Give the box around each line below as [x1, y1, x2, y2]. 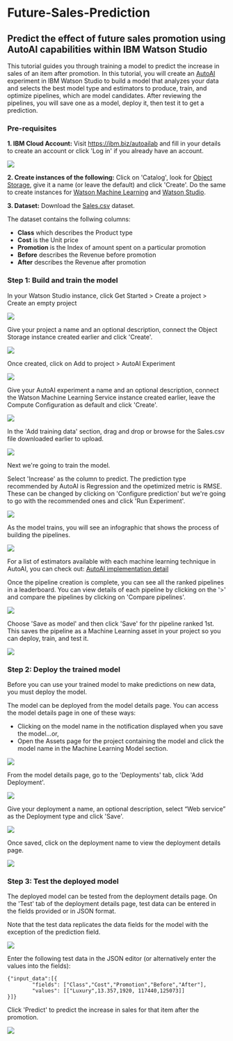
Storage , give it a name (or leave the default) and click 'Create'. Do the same [7, 181, 226, 189]
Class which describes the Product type [17, 228, 134, 237]
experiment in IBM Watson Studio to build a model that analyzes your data [7, 77, 219, 85]
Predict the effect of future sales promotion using [7, 33, 226, 45]
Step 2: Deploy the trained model [7, 665, 120, 674]
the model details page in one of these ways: [7, 708, 136, 717]
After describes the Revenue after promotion [17, 258, 146, 267]
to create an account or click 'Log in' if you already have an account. [7, 147, 204, 155]
